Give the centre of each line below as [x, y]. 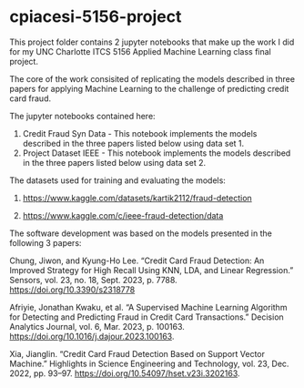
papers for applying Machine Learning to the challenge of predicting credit [149, 88]
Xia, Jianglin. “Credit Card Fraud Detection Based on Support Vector [137, 353]
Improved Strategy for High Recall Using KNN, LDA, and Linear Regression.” [152, 270]
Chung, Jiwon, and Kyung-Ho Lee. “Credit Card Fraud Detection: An [137, 260]
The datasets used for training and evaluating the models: [117, 180]
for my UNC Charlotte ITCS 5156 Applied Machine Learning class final [140, 51]
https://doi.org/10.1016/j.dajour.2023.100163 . [92, 336]
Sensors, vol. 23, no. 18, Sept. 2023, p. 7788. [93, 280]
